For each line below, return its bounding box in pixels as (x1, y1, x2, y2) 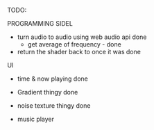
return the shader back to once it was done (17, 48, 141, 56)
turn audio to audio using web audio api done (17, 33, 147, 41)
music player (17, 115, 54, 123)
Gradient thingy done (17, 88, 78, 96)
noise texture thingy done (17, 101, 91, 110)
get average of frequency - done (27, 40, 121, 48)
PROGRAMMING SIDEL (7, 19, 73, 27)
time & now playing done (17, 74, 88, 83)
